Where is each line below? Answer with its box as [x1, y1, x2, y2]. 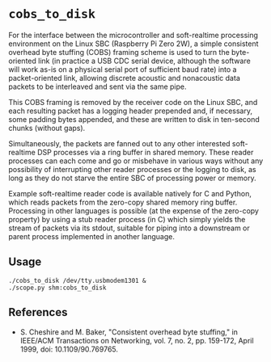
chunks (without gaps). [8, 123, 86, 133]
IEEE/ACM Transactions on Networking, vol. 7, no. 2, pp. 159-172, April [19, 335, 254, 345]
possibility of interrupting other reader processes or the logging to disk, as [8, 164, 256, 174]
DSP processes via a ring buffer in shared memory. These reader [37, 147, 254, 157]
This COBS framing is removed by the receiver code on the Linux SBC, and [8, 97, 258, 107]
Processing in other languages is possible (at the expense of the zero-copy [8, 205, 259, 216]
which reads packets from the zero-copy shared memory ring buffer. [8, 197, 238, 207]
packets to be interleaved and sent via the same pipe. [8, 82, 188, 91]
